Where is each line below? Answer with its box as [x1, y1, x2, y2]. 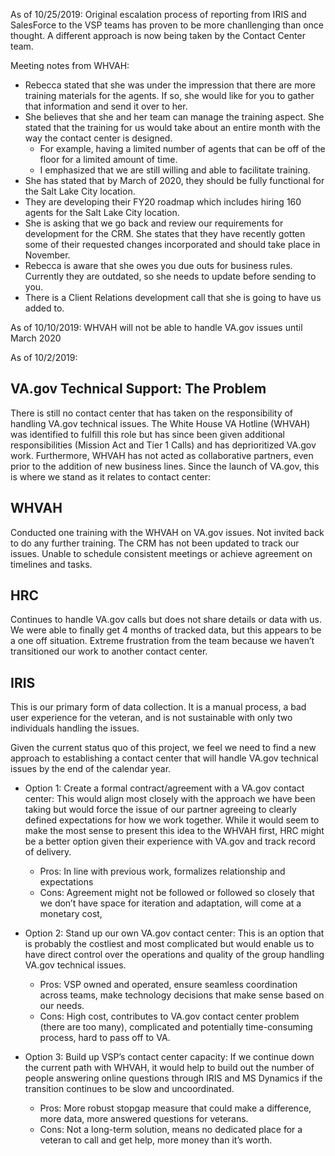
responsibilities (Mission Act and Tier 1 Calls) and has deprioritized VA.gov [10, 439, 317, 451]
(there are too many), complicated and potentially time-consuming [39, 1021, 313, 1033]
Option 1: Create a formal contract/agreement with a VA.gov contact [24, 782, 305, 794]
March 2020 [10, 332, 62, 344]
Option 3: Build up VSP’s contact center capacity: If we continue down [24, 1051, 315, 1063]
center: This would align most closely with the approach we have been [24, 793, 316, 805]
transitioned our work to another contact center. [10, 645, 208, 658]
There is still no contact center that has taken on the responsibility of [10, 407, 294, 419]
